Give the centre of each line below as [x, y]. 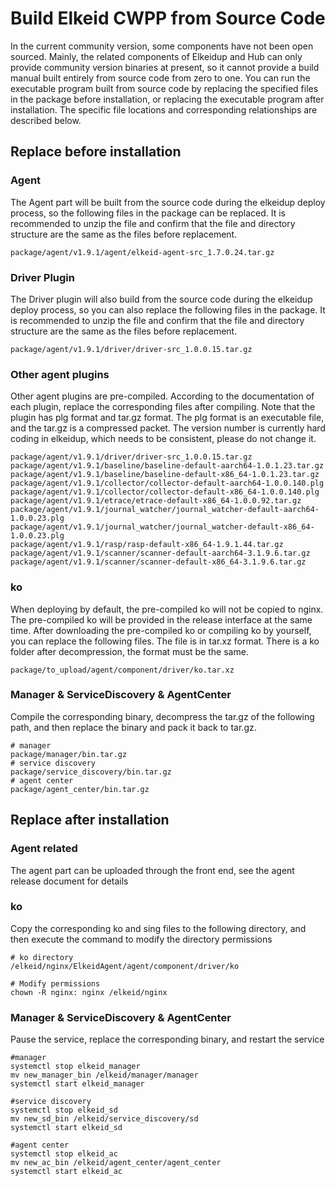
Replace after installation [90, 820]
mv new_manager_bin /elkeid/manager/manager [104, 1075]
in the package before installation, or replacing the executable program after [167, 99]
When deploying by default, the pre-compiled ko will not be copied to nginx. [167, 609]
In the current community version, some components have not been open [162, 46]
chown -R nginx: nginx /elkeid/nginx [89, 992]
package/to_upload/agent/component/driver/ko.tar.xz [122, 670]
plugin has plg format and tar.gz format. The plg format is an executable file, [167, 418]
